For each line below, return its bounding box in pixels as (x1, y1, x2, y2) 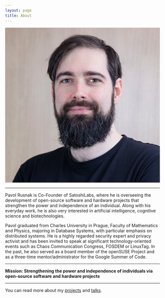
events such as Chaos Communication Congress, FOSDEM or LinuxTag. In (5, 243, 155, 249)
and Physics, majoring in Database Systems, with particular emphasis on (5, 228, 152, 234)
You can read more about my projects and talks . (5, 287, 102, 293)
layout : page (5, 8, 32, 13)
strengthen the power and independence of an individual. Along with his (5, 202, 151, 209)
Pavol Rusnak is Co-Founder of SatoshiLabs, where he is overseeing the (5, 192, 151, 198)
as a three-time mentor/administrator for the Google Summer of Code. (5, 254, 147, 260)
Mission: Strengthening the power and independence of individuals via (5, 268, 153, 274)
